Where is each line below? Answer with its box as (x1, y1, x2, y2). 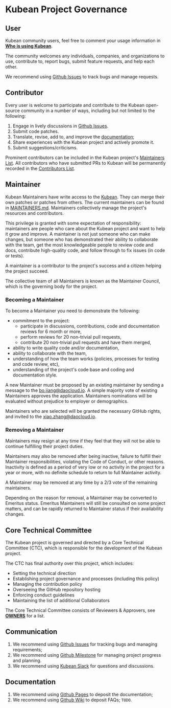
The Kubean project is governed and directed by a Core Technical (5, 540, 144, 546)
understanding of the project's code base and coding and (12, 366, 134, 372)
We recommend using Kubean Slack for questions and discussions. (12, 662, 155, 669)
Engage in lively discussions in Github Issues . (12, 123, 109, 129)
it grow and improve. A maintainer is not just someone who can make (5, 231, 151, 237)
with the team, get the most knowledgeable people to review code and (5, 241, 154, 248)
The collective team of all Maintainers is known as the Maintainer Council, (5, 278, 160, 284)
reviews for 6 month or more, (20, 328, 82, 335)
